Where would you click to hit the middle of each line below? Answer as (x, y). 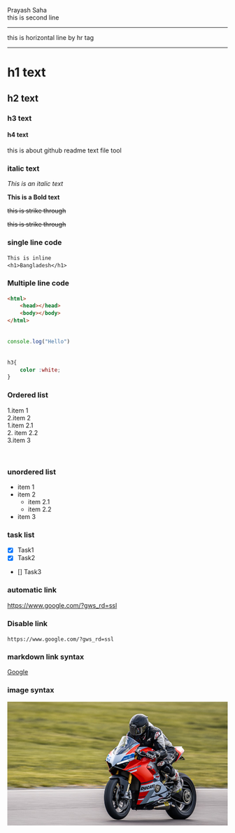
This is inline (29, 258)
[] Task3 (29, 572)
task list (21, 534)
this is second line (33, 17)
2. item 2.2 (23, 432)
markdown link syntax (46, 657)
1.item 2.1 (20, 425)
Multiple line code (38, 283)
